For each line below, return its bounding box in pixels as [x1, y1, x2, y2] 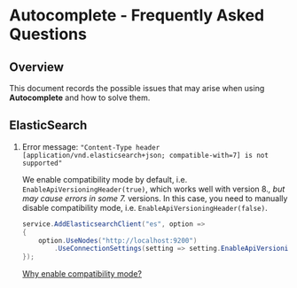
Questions [9, 24, 87, 44]
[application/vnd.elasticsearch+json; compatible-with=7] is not [21, 151, 269, 160]
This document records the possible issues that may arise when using [9, 83, 265, 93]
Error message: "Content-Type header [21, 141, 160, 152]
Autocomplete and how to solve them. [9, 92, 151, 103]
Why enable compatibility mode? [21, 269, 142, 279]
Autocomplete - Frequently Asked [9, 5, 265, 26]
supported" [21, 159, 63, 167]
